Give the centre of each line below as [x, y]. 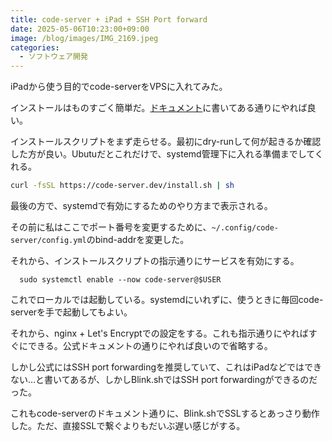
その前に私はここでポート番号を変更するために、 [111, 227]
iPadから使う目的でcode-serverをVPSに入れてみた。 [119, 87]
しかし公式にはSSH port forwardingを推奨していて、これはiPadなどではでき [166, 367]
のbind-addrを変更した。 [138, 239]
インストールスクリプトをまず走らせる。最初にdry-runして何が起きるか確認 [166, 142]
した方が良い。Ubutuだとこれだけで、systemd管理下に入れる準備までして [162, 154]
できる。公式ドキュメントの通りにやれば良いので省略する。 [150, 345]
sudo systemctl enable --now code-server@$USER [120, 280]
